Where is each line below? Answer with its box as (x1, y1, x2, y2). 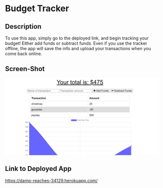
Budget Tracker (5, 3, 69, 14)
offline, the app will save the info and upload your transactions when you (5, 46, 151, 51)
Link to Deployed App (5, 165, 72, 173)
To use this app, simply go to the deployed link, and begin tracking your (5, 35, 149, 41)
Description (5, 22, 41, 31)
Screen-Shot (5, 65, 45, 73)
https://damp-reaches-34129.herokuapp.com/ (5, 177, 98, 183)
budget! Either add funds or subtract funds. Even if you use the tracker (5, 40, 147, 46)
